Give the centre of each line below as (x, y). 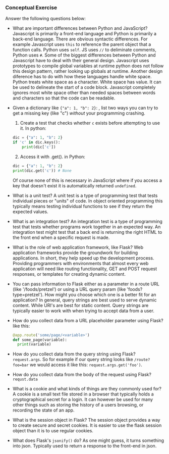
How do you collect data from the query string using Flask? (74, 354)
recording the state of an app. (43, 410)
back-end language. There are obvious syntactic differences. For (80, 39)
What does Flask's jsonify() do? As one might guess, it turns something (88, 440)
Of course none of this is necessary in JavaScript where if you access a (87, 180)
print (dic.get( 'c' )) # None (42, 171)
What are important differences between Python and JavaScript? (80, 28)
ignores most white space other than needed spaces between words (84, 93)
